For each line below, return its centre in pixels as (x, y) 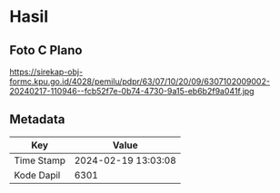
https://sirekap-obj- (46, 72)
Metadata (37, 120)
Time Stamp (40, 160)
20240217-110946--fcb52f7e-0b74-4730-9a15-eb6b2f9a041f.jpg (132, 91)
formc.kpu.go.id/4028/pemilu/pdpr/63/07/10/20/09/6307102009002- (140, 82)
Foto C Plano (46, 50)
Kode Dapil (37, 175)
